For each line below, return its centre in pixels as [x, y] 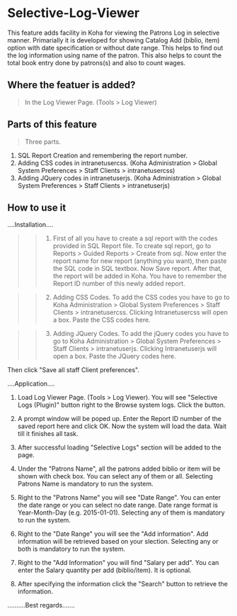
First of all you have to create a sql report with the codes [135, 238]
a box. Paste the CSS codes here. [102, 320]
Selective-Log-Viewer [74, 13]
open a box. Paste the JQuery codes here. [115, 357]
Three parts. [43, 141]
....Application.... [31, 383]
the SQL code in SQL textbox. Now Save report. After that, [138, 269]
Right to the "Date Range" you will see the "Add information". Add [113, 534]
